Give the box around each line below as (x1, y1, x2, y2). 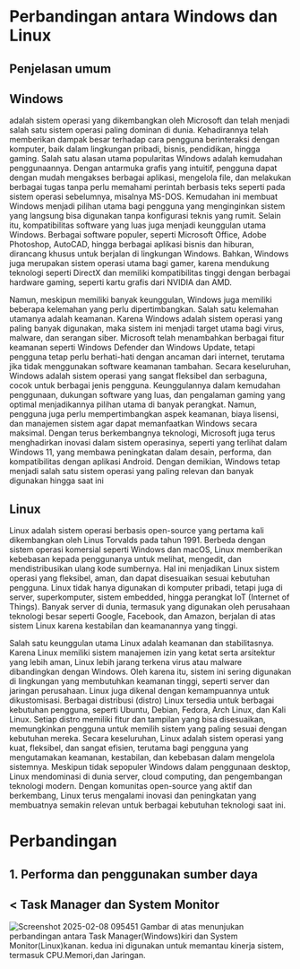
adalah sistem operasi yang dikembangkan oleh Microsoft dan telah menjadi (9, 115, 290, 126)
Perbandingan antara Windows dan (9, 6, 278, 27)
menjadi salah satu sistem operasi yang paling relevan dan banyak (9, 466, 254, 477)
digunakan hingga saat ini (9, 475, 105, 486)
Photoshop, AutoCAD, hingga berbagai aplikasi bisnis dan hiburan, (9, 239, 254, 250)
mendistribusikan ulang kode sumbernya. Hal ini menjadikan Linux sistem (9, 563, 280, 575)
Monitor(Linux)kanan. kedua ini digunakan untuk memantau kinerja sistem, (9, 939, 285, 951)
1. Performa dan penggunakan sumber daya (9, 867, 258, 882)
